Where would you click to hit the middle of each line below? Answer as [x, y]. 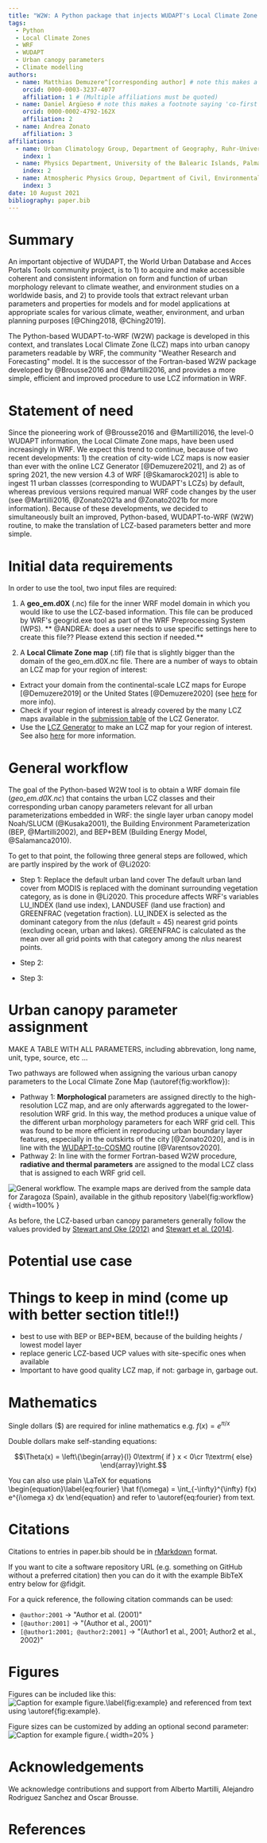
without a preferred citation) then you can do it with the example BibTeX [126, 1575]
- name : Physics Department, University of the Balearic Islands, [128, 164]
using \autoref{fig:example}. [54, 1711]
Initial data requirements [91, 566]
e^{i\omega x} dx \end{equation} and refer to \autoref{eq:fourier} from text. [132, 1497]
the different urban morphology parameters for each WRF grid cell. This [137, 1123]
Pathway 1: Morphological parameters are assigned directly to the [128, 1097]
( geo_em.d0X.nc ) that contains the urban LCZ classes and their [112, 798]
